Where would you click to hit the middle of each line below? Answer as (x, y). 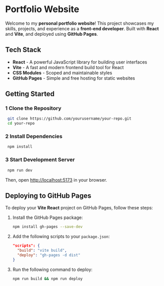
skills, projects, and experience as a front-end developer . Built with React (82, 28)
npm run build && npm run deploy (48, 278)
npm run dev (20, 170)
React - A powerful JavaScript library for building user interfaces (80, 62)
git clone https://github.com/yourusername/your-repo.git (69, 119)
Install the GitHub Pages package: (48, 217)
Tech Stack (23, 50)
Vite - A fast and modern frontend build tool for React (68, 67)
